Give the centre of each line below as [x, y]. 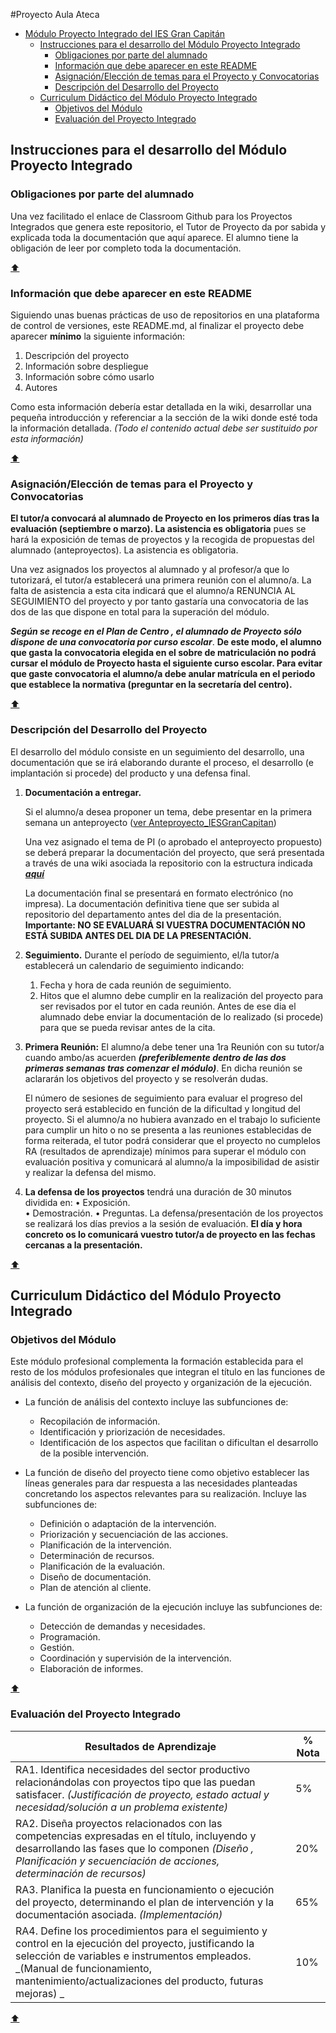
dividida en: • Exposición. [77, 1202]
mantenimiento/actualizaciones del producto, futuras [139, 1981]
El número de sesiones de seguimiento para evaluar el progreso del [163, 1098]
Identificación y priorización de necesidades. [132, 1432]
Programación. [70, 1637]
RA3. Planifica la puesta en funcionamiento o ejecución [145, 1889]
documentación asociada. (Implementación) [119, 1914]
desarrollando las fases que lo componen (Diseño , [135, 1848]
